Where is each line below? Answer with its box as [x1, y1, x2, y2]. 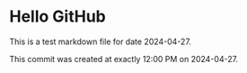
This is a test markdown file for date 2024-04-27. [9, 36, 191, 47]
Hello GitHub [9, 6, 106, 27]
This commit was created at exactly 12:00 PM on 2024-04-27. [9, 53, 239, 64]
